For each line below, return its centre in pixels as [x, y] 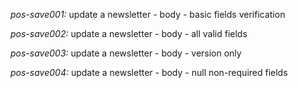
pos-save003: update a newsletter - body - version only [126, 53]
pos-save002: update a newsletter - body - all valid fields [129, 33]
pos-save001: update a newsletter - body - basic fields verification [148, 14]
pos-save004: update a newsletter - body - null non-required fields [149, 72]
